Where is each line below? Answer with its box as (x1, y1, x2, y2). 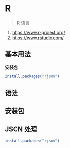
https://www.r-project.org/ (12, 29, 66, 35)
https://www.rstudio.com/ (12, 35, 64, 41)
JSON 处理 (5, 125, 37, 133)
